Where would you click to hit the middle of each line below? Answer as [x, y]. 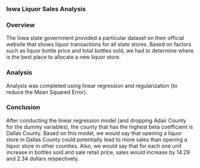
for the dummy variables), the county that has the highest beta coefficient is [100, 127]
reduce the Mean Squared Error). [47, 92]
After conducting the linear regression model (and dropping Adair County [96, 120]
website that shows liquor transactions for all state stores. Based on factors [99, 44]
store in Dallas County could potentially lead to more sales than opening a [97, 139]
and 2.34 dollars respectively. [43, 158]
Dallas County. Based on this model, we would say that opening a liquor [94, 133]
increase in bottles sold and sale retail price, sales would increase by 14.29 [98, 152]
